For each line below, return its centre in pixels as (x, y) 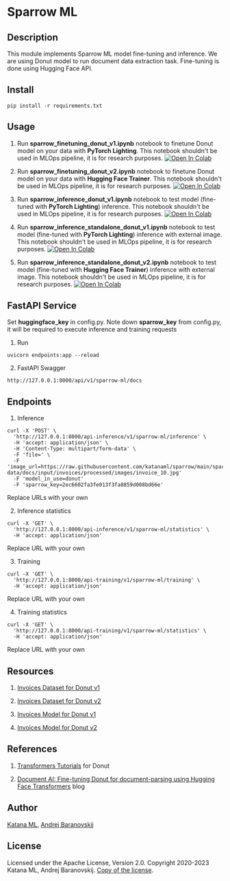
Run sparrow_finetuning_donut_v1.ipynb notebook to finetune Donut (115, 143)
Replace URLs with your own (48, 498)
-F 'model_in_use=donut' (49, 479)
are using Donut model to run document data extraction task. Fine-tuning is (113, 61)
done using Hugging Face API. (50, 68)
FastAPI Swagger (41, 368)
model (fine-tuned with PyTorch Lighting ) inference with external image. (119, 234)
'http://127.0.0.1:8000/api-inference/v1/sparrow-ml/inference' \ (110, 437)
